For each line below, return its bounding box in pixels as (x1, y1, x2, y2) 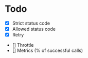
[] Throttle (12, 42, 34, 48)
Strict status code (12, 20, 50, 26)
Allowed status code (12, 26, 56, 32)
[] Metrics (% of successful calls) (12, 47, 83, 54)
